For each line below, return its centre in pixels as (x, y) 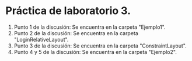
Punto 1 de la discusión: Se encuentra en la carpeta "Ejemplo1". (90, 27)
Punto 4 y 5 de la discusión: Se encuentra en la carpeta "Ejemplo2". (95, 52)
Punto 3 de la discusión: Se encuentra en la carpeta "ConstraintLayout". (100, 46)
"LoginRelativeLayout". (41, 39)
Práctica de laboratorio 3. (68, 11)
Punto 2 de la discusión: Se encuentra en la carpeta (76, 33)
